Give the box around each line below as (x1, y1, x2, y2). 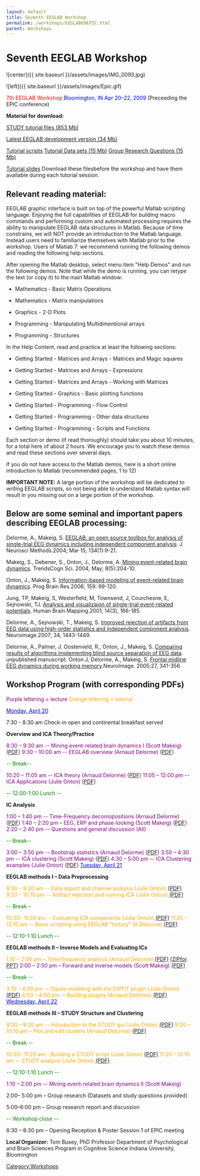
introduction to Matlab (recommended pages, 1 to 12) (6, 467, 137, 474)
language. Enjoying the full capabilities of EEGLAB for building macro (6, 211, 176, 218)
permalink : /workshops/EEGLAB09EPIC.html (6, 20, 111, 26)
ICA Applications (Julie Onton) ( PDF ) (6, 777, 96, 785)
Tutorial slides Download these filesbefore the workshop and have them (6, 165, 183, 173)
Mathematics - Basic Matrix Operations (14, 285, 112, 293)
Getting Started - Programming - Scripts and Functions (14, 425, 150, 432)
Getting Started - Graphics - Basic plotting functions (14, 390, 143, 397)
